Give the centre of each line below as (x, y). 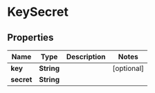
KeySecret (38, 12)
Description (86, 57)
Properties (30, 38)
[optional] (128, 68)
